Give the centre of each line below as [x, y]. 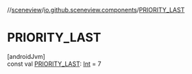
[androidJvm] [26, 56]
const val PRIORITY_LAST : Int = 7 [54, 64]
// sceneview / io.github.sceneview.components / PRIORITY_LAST [96, 10]
